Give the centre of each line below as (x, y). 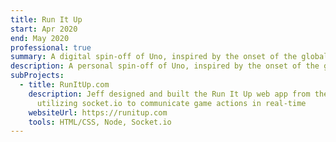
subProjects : (37, 76)
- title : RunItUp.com (64, 85)
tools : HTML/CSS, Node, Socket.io (100, 122)
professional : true (51, 47)
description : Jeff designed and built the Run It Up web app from (169, 94)
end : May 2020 (40, 38)
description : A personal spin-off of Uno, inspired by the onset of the (165, 66)
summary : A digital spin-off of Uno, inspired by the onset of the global (169, 57)
